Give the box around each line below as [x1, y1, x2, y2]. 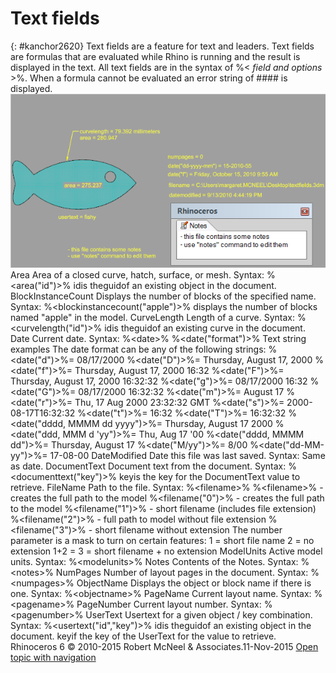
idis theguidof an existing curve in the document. [104, 322, 306, 334]
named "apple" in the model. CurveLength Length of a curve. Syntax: [10, 312, 296, 324]
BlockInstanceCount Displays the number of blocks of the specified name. [10, 290, 317, 302]
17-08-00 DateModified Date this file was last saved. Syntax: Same [49, 450, 326, 462]
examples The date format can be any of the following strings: [10, 343, 267, 356]
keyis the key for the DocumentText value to [118, 471, 301, 483]
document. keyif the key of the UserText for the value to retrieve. [10, 630, 277, 642]
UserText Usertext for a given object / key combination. [85, 609, 313, 621]
